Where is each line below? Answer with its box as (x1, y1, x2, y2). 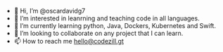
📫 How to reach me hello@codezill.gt (13, 37, 125, 45)
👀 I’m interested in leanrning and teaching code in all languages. (13, 14, 200, 22)
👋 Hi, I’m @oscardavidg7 (13, 7, 86, 15)
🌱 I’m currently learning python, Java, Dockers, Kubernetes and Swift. (13, 22, 217, 30)
